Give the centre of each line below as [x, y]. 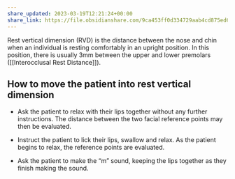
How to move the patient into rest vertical [99, 84]
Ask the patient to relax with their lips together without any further [112, 111]
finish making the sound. [53, 169]
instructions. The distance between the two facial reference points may [120, 119]
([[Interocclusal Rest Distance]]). [54, 62]
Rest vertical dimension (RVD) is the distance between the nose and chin [112, 40]
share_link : [24, 20]
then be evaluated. [44, 127]
